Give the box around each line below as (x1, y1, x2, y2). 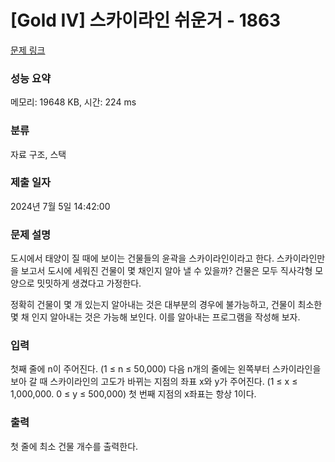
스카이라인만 (276, 252, 326, 265)
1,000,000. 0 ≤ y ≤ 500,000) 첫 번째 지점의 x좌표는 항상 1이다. (10, 388, 257, 400)
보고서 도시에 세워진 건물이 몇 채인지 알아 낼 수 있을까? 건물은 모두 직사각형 (20, 265, 313, 277)
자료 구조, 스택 (10, 148, 67, 160)
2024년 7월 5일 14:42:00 (10, 200, 111, 212)
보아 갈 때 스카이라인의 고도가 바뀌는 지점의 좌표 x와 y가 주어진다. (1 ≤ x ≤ (10, 376, 298, 388)
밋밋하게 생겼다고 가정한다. (36, 277, 142, 290)
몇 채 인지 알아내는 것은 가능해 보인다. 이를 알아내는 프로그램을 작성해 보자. (10, 311, 301, 323)
